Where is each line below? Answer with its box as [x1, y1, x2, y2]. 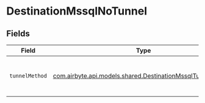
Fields [6, 28, 31, 39]
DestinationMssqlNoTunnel [6, 4, 148, 18]
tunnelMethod [9, 73, 48, 79]
